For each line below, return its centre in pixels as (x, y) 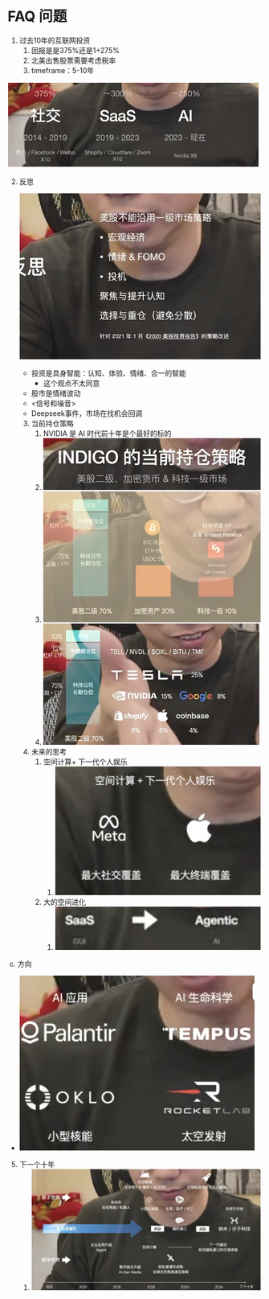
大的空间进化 (64, 902)
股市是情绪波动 (56, 393)
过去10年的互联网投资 (55, 40)
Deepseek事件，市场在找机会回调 (86, 413)
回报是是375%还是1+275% (75, 50)
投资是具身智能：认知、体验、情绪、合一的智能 (108, 373)
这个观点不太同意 (71, 384)
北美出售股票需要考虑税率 (73, 60)
